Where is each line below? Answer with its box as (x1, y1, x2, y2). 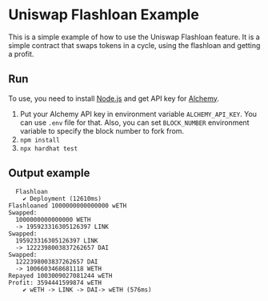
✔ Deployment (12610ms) (22, 195, 102, 203)
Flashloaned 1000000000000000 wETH (8, 202, 127, 210)
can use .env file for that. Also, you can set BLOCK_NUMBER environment (19, 118, 250, 127)
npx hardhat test (19, 144, 78, 153)
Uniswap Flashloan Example (8, 6, 200, 24)
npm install (19, 136, 60, 144)
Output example (8, 167, 90, 180)
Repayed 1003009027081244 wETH (8, 271, 113, 279)
